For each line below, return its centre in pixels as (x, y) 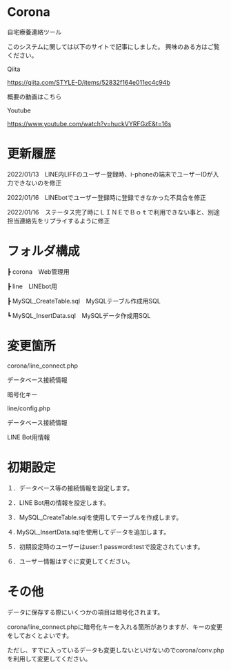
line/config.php (29, 408)
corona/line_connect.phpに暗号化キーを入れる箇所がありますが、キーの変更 (115, 627)
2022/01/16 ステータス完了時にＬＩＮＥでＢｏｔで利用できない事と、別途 (113, 212)
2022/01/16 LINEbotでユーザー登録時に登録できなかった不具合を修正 (107, 197)
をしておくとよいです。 (40, 635)
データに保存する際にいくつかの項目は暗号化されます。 (86, 612)
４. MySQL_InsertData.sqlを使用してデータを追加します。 (89, 532)
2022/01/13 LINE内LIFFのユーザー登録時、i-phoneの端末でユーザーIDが (110, 174)
